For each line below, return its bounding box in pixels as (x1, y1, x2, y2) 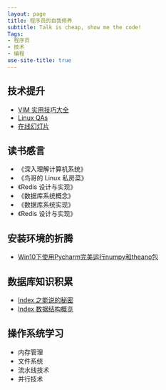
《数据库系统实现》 (17, 200, 75, 209)
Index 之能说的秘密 (17, 296, 73, 304)
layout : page (7, 10, 46, 18)
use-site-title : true (7, 57, 72, 64)
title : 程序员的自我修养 (7, 17, 73, 24)
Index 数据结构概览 (17, 304, 73, 313)
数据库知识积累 (7, 275, 73, 287)
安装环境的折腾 (7, 232, 73, 245)
